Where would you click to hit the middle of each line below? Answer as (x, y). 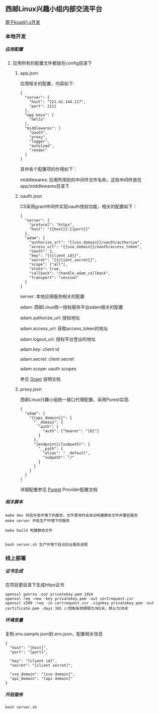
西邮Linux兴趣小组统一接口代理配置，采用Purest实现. (75, 400)
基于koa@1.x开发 (23, 22)
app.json (29, 73)
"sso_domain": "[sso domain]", (43, 674)
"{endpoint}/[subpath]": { (62, 444)
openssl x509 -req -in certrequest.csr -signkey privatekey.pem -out (80, 603)
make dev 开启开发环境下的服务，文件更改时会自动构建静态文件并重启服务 (72, 515)
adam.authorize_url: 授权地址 (50, 318)
